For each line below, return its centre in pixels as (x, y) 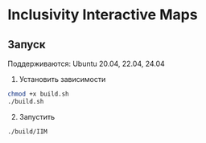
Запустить (37, 116)
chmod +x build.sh (38, 94)
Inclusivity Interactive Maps (103, 15)
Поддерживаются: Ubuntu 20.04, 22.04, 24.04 (87, 63)
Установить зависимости (62, 79)
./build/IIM (27, 131)
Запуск (27, 45)
